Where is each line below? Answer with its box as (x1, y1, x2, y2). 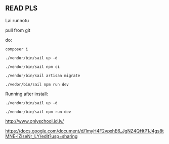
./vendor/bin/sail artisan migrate (5, 73, 80, 78)
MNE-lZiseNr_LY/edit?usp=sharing (5, 133, 78, 139)
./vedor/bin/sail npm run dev (5, 82, 69, 87)
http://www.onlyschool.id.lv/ (5, 118, 64, 124)
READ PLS (5, 4, 38, 13)
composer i (5, 46, 28, 52)
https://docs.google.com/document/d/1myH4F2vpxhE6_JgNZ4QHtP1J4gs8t (5, 128, 164, 134)
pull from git (5, 27, 30, 33)
